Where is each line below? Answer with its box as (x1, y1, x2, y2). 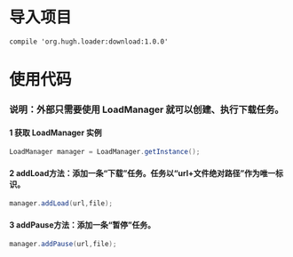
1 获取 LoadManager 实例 (9, 127, 102, 138)
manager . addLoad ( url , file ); (9, 199, 114, 208)
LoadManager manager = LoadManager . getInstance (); (9, 148, 201, 157)
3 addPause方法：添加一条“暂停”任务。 (9, 219, 156, 230)
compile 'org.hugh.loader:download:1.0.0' (9, 36, 169, 46)
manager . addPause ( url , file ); (9, 240, 117, 249)
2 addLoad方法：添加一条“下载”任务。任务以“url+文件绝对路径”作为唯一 (9, 167, 276, 178)
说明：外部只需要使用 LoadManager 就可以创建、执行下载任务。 (9, 103, 284, 116)
